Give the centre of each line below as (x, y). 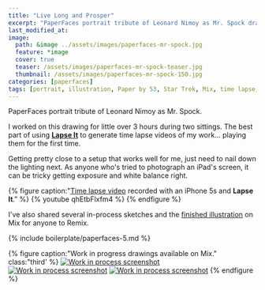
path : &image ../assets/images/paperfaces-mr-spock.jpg (109, 45)
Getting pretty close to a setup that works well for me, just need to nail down (132, 159)
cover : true (35, 60)
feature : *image (42, 52)
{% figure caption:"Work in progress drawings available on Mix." (113, 254)
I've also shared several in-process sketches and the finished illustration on (131, 215)
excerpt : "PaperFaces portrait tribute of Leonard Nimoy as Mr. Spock (127, 23)
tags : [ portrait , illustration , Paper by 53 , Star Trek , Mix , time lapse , (134, 89)
